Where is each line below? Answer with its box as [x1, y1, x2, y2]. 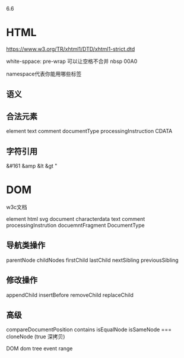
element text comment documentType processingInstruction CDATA [6, 128, 173, 135]
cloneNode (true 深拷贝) [6, 333, 65, 340]
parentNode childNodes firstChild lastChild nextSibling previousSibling [6, 256, 179, 264]
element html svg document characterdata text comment [6, 215, 145, 222]
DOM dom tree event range [6, 345, 73, 352]
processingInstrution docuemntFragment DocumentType [6, 221, 145, 229]
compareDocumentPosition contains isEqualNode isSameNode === [6, 326, 172, 333]
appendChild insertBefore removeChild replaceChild [6, 291, 134, 299]
